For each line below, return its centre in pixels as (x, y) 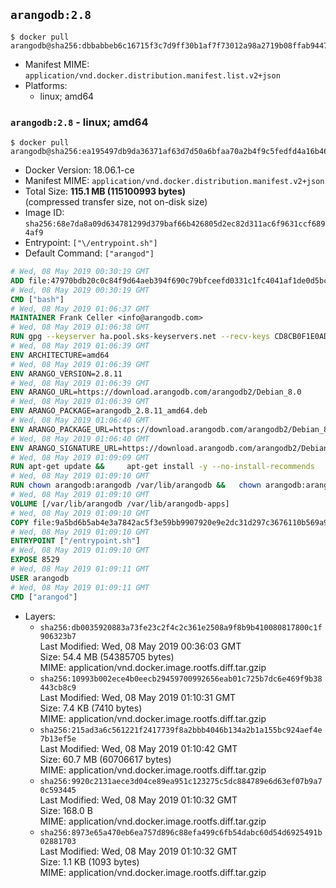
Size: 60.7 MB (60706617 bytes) (105, 759)
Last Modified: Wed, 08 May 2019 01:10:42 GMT (138, 748)
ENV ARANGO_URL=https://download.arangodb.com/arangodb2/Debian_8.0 (156, 392)
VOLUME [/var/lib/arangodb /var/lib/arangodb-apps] (120, 504)
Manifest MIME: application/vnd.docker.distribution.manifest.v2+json (174, 181)
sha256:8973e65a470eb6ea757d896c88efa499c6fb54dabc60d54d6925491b (181, 832)
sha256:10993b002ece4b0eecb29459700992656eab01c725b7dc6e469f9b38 (181, 679)
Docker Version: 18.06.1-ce (79, 170)
